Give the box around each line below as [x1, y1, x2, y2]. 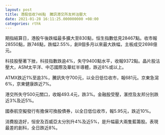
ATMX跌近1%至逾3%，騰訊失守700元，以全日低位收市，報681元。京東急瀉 [5, 75, 159, 81]
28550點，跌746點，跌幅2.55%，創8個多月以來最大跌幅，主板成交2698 [5, 42, 153, 47]
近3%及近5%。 [5, 97, 37, 104]
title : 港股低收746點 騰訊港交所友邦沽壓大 [5, 12, 87, 17]
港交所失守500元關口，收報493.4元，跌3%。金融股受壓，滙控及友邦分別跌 [5, 91, 159, 97]
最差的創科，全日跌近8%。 [5, 125, 61, 131]
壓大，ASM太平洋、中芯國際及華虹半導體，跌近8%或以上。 [5, 64, 127, 70]
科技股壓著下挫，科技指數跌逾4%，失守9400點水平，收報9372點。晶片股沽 [5, 58, 160, 64]
